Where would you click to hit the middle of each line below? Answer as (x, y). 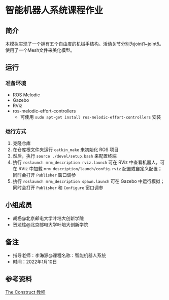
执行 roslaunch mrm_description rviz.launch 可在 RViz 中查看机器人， (86, 162)
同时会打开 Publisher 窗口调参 (44, 175)
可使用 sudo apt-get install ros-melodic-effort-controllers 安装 (91, 117)
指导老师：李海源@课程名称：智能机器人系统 (59, 255)
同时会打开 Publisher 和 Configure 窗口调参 (58, 188)
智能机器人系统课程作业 (54, 10)
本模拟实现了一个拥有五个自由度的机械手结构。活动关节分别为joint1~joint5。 (84, 44)
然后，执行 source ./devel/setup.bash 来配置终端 (64, 156)
